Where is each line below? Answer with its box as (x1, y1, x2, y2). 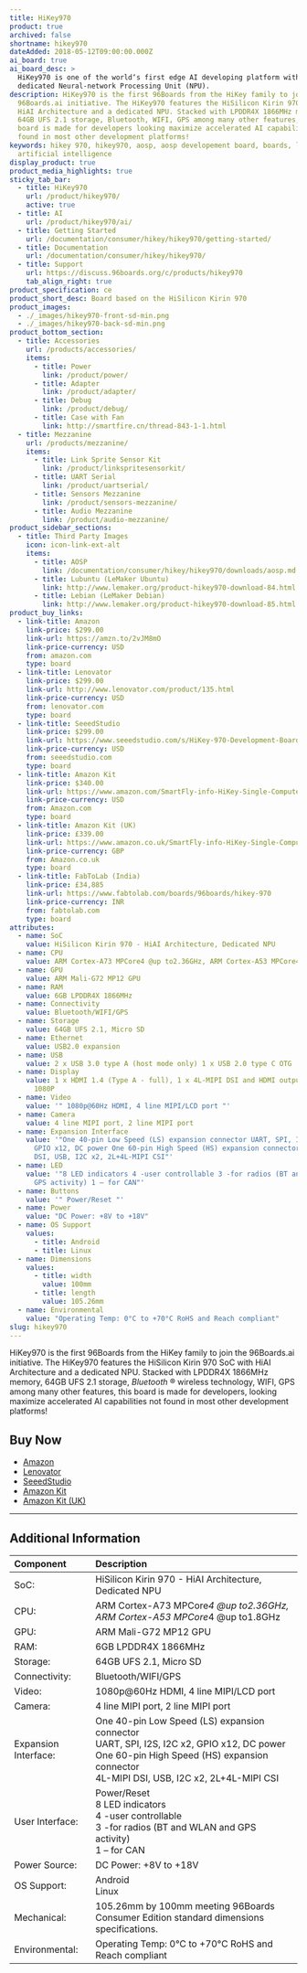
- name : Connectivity (17, 999, 101, 1008)
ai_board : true (9, 56, 68, 65)
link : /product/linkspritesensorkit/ (42, 464, 185, 474)
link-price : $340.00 (26, 778, 104, 787)
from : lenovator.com (26, 701, 104, 711)
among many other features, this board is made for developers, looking (9, 1386, 277, 1397)
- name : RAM (17, 982, 64, 992)
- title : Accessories (17, 336, 101, 346)
